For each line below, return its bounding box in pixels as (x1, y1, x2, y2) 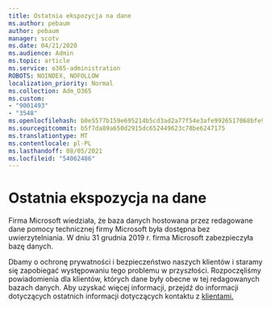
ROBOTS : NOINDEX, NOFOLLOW (8, 72, 99, 80)
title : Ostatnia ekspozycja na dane (8, 11, 131, 20)
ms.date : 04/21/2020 (8, 42, 78, 50)
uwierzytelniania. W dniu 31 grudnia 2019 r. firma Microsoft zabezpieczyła (8, 233, 254, 243)
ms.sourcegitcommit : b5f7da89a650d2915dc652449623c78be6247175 (8, 124, 226, 132)
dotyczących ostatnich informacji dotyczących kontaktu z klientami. (8, 291, 234, 301)
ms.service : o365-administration (8, 65, 121, 73)
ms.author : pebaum (8, 19, 70, 27)
